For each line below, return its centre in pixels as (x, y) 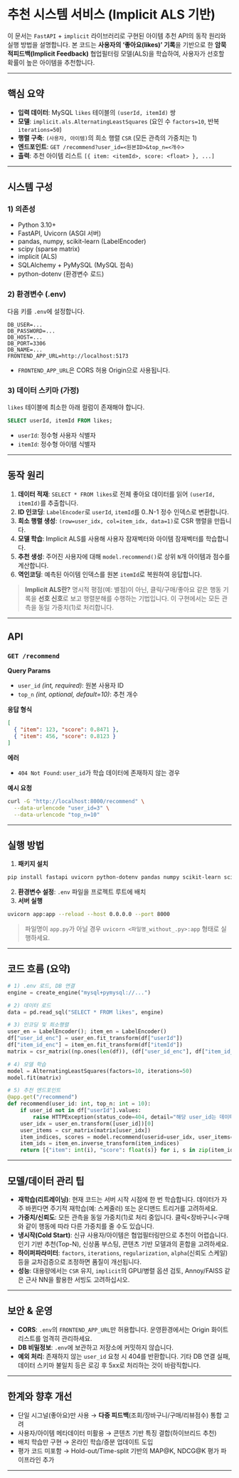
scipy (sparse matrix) (49, 249)
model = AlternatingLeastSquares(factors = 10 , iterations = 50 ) (100, 1071)
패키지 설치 (33, 864)
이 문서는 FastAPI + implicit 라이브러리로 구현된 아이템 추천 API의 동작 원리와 (117, 36)
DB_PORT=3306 (27, 343)
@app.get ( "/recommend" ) (43, 1097)
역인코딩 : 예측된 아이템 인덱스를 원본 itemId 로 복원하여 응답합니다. (110, 574)
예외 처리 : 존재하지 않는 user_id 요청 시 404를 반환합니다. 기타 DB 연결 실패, (124, 1356)
